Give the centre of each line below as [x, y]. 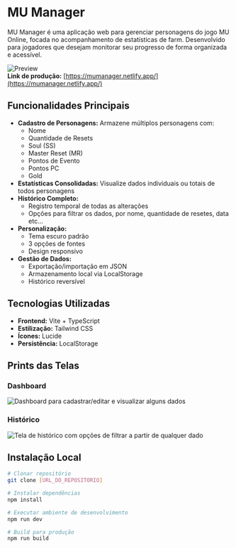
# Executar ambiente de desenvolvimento [68, 513]
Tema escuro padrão [58, 236]
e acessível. [25, 55]
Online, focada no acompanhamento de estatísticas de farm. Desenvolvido [116, 39]
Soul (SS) [42, 146]
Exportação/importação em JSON [78, 266]
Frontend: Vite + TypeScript [59, 321]
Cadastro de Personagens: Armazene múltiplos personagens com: [116, 123]
